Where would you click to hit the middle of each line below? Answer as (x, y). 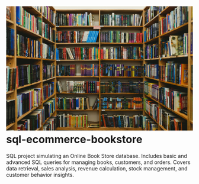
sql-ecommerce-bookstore (74, 139)
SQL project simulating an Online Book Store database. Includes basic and (97, 156)
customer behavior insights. (40, 175)
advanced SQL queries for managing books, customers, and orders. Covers (98, 162)
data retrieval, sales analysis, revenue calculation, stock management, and (97, 168)
